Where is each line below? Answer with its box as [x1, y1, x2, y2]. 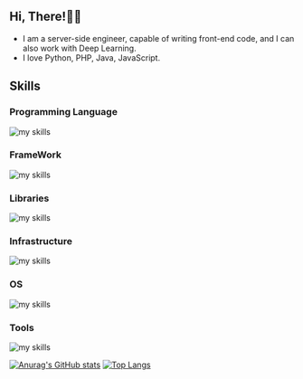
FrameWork [9, 148, 62, 161]
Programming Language [9, 106, 118, 118]
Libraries [9, 192, 50, 204]
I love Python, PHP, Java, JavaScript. [22, 52, 161, 63]
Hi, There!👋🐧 [9, 9, 82, 24]
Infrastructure [9, 235, 73, 248]
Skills [9, 79, 41, 94]
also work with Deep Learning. [22, 43, 137, 53]
